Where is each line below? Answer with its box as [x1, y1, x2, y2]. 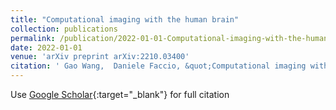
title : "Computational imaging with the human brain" [10, 14, 240, 25]
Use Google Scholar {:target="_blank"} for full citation [10, 89, 230, 100]
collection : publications [10, 24, 118, 34]
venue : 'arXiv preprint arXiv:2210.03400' [10, 52, 190, 62]
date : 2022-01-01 [10, 42, 83, 53]
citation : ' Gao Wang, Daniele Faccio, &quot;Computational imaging [10, 61, 307, 71]
